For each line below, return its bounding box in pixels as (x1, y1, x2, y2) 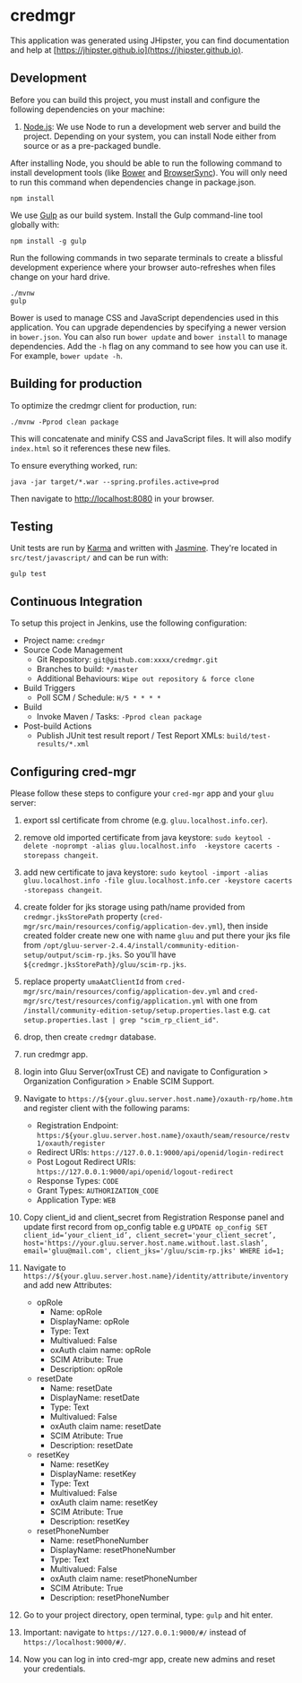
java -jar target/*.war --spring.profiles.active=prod (10, 477, 220, 487)
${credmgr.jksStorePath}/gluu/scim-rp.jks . (22, 959, 187, 969)
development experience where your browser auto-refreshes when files (10, 262, 276, 272)
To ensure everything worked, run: (10, 460, 138, 470)
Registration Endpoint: (36, 1120, 119, 1130)
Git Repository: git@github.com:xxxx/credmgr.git (36, 654, 219, 665)
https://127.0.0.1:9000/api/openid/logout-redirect (36, 1168, 234, 1177)
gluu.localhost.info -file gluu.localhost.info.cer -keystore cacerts (22, 876, 293, 885)
